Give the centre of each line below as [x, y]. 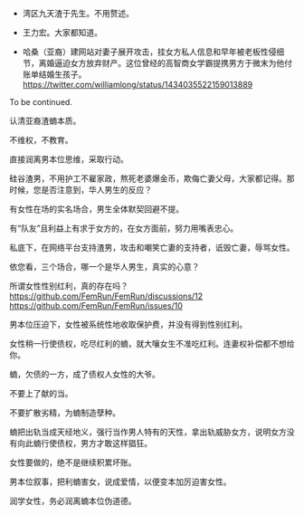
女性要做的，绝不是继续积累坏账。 [73, 463]
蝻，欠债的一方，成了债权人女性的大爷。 [85, 374]
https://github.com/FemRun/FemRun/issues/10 [96, 305]
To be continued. [41, 102]
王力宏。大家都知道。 [62, 33]
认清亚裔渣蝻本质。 [45, 121]
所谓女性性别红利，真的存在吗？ [69, 286]
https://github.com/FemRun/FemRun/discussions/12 [106, 296]
